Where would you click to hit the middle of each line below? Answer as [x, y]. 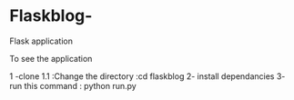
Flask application [41, 41]
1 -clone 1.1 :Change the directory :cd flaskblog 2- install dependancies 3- [147, 76]
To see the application [51, 58]
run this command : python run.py [73, 85]
